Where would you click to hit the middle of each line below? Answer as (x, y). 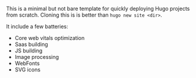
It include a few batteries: (37, 26)
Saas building (31, 44)
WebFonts (27, 63)
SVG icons (27, 70)
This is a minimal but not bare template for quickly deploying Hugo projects (98, 9)
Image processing (37, 57)
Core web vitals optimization (50, 38)
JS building (29, 51)
